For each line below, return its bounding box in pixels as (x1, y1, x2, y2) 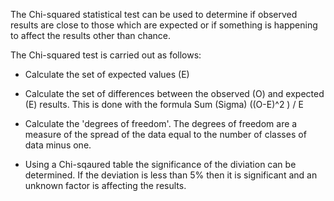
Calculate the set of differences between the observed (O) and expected (24, 88, 325, 99)
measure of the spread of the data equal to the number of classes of (24, 129, 307, 140)
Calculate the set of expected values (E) (24, 69, 190, 80)
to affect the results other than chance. (10, 30, 172, 41)
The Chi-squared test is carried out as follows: (10, 49, 202, 61)
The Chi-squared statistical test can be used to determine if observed (10, 9, 298, 20)
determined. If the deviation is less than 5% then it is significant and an (24, 169, 318, 181)
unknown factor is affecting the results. (24, 180, 187, 191)
